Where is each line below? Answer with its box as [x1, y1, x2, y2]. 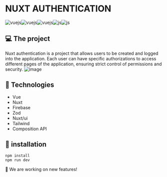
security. [5, 66, 23, 72]
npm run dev [5, 158, 30, 163]
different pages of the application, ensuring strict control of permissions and [5, 61, 162, 67]
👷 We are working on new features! [5, 167, 77, 173]
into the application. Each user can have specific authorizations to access [5, 55, 157, 61]
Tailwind [12, 120, 30, 126]
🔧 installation [5, 140, 47, 149]
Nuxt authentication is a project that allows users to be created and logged [5, 50, 159, 56]
